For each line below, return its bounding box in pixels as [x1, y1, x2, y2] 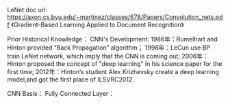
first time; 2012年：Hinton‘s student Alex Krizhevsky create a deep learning [7, 68, 219, 75]
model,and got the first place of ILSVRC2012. [7, 75, 135, 84]
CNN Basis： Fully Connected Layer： [7, 90, 115, 97]
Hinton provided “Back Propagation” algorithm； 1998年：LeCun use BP [7, 44, 211, 52]
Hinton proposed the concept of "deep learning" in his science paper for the [7, 60, 222, 67]
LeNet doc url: [7, 6, 48, 14]
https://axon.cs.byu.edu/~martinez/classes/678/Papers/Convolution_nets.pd [7, 13, 224, 21]
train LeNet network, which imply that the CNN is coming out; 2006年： [7, 52, 209, 60]
